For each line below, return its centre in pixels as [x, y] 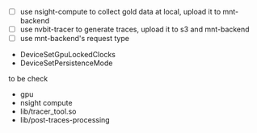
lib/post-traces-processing [65, 120]
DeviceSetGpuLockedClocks [67, 55]
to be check [28, 79]
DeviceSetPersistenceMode [66, 63]
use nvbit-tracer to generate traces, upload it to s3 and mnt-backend [135, 29]
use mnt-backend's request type [74, 39]
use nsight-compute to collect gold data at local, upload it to [120, 12]
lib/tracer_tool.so [48, 111]
